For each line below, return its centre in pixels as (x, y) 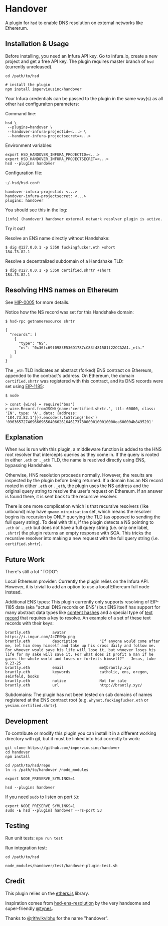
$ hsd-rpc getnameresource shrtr (40, 321)
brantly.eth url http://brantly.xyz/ (74, 685)
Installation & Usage (37, 44)
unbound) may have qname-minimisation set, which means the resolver (78, 512)
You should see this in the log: (36, 210)
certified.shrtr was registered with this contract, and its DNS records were (84, 381)
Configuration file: (24, 173)
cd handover (18, 752)
